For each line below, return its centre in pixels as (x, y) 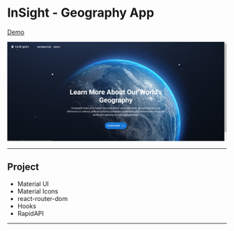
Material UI (33, 184)
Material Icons (38, 191)
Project (23, 167)
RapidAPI (30, 213)
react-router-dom (42, 198)
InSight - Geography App (81, 13)
